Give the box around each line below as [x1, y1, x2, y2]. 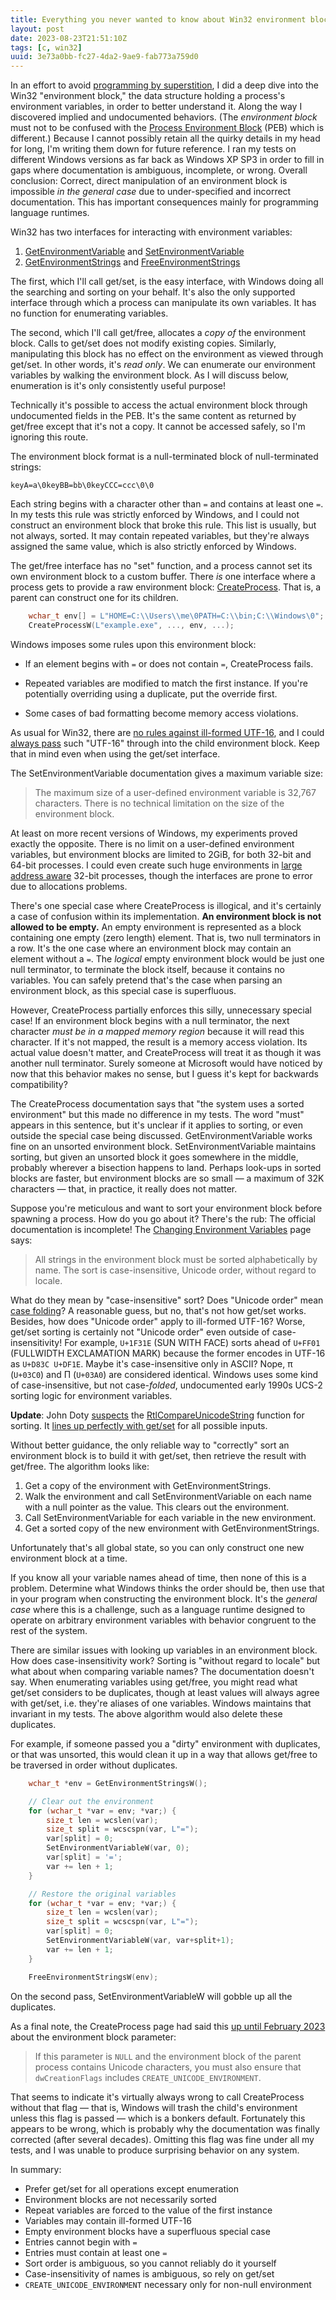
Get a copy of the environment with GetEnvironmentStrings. [24, 1479, 272, 1491]
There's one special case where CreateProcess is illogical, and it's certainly [10, 899, 322, 911]
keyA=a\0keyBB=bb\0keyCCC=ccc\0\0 [10, 481, 155, 491]
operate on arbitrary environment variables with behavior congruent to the [10, 1614, 317, 1626]
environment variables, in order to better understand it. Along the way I [10, 101, 303, 113]
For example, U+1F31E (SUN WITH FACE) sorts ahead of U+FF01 [64, 1336, 321, 1348]
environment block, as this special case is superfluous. [10, 984, 237, 996]
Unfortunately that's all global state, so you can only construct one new [10, 1541, 305, 1553]
